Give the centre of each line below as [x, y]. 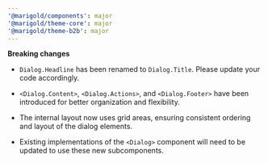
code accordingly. [49, 78]
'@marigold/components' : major [60, 16]
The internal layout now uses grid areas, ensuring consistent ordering [135, 118]
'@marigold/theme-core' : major [60, 23]
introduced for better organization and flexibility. [100, 102]
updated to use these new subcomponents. [92, 151]
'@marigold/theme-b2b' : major [59, 31]
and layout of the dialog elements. [76, 127]
